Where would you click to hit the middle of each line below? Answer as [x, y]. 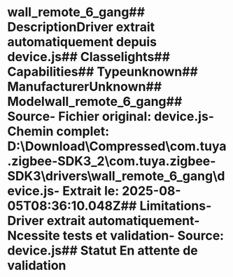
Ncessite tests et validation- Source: [116, 236]
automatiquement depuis [82, 42]
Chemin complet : [58, 131]
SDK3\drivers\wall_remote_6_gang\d [116, 176]
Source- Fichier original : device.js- [111, 117]
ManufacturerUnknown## [85, 87]
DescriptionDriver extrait [81, 27]
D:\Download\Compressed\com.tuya [117, 146]
